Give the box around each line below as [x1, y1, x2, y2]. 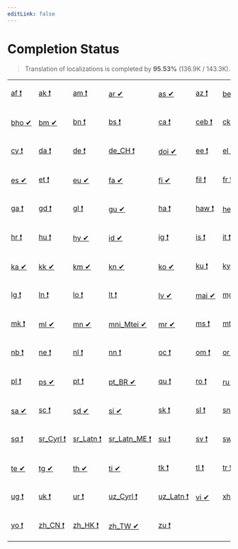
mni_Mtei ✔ [108, 320, 147, 330]
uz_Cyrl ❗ [108, 491, 138, 501]
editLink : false [7, 10, 55, 18]
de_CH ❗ [108, 145, 135, 155]
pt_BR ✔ [108, 377, 136, 387]
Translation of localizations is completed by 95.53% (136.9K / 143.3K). [24, 65, 231, 73]
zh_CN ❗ [38, 520, 65, 530]
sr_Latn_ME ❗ [108, 433, 152, 443]
